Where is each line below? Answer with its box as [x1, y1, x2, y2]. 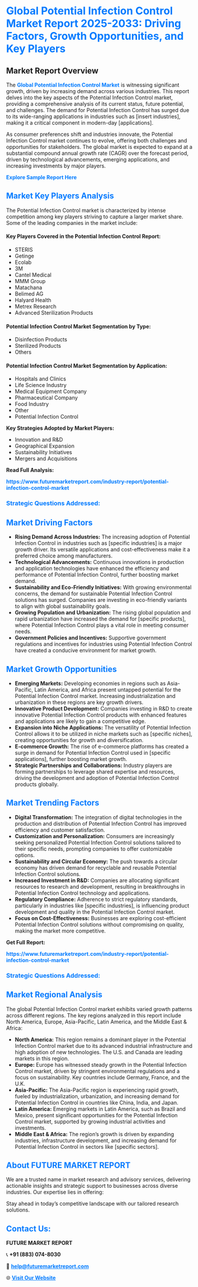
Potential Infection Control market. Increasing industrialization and [14, 692, 176, 699]
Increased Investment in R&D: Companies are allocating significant [14, 877, 180, 884]
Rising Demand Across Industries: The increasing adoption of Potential [14, 533, 190, 541]
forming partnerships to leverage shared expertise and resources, [14, 768, 176, 775]
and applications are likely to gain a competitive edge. [14, 717, 146, 725]
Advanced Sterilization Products [14, 309, 93, 316]
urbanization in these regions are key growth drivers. [14, 699, 144, 706]
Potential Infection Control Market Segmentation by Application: [6, 362, 167, 369]
